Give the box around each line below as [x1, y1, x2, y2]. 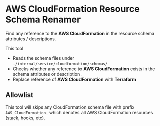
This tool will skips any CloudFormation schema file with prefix [5, 104, 135, 110]
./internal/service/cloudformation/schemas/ [12, 61, 108, 66]
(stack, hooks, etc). [5, 115, 45, 121]
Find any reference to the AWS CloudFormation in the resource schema [5, 30, 155, 36]
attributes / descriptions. [5, 36, 56, 42]
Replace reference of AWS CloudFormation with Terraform [12, 76, 136, 82]
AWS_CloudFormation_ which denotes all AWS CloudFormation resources [5, 109, 153, 115]
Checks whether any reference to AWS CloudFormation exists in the [12, 66, 155, 72]
